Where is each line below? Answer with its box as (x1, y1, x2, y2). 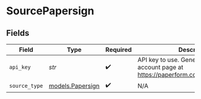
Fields (6, 28, 30, 38)
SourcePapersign (6, 4, 95, 18)
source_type (9, 82, 44, 89)
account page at (137, 63, 184, 71)
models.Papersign (48, 82, 100, 90)
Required (105, 46, 132, 54)
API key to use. (137, 55, 179, 64)
